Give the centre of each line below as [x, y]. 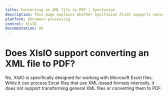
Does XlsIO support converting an [77, 53]
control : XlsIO [21, 24]
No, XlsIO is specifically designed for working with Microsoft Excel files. [79, 77]
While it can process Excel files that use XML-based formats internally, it [80, 83]
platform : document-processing [38, 19]
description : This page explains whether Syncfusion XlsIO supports [78, 14]
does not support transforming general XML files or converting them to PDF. [84, 88]
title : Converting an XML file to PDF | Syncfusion [60, 10]
